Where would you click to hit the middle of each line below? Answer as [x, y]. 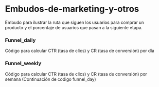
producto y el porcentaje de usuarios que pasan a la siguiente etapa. [74, 27]
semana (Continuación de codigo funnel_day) [51, 79]
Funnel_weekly [23, 63]
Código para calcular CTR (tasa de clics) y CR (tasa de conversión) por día [80, 51]
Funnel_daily [20, 40]
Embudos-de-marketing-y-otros [72, 9]
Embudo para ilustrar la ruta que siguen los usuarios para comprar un [75, 22]
